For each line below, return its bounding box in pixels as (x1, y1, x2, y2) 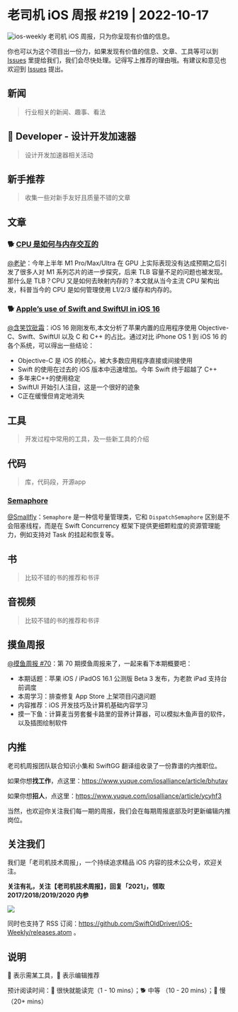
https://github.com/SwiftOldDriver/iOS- (78, 919, 193, 928)
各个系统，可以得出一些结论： (7, 342, 94, 350)
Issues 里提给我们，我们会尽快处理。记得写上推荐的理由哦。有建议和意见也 (7, 55, 227, 64)
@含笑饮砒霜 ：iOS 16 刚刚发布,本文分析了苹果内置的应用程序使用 (7, 324, 197, 332)
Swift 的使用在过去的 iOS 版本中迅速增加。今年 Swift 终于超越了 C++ (17, 365, 217, 373)
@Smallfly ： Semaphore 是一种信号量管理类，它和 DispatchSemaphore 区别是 (7, 512, 224, 522)
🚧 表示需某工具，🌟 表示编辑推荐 (7, 971, 101, 979)
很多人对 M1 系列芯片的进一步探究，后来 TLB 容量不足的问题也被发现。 (19, 268, 227, 276)
